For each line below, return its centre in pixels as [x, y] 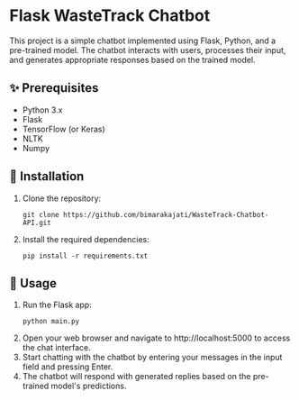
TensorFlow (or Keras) [63, 129]
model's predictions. [89, 386]
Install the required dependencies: [86, 239]
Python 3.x [42, 110]
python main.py [51, 322]
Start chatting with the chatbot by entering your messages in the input [152, 358]
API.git [36, 223]
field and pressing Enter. [68, 367]
